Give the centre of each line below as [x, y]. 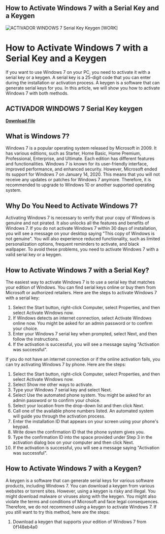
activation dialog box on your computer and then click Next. [73, 442]
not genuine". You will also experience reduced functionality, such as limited [83, 239]
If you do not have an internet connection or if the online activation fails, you [83, 359]
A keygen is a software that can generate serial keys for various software [80, 481]
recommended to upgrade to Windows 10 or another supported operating [80, 185]
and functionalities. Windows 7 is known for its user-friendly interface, [77, 164]
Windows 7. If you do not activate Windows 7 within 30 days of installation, [81, 228]
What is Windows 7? [38, 136]
